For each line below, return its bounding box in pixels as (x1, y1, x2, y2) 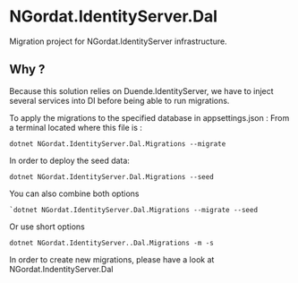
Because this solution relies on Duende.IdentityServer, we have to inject (9, 85, 275, 96)
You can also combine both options (9, 188, 140, 199)
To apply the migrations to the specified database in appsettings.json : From (9, 112, 290, 123)
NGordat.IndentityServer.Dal (9, 263, 114, 274)
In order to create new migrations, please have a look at (9, 253, 215, 265)
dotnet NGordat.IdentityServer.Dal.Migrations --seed (9, 172, 215, 181)
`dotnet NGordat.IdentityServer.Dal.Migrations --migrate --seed (9, 205, 258, 214)
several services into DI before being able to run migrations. (9, 95, 230, 106)
